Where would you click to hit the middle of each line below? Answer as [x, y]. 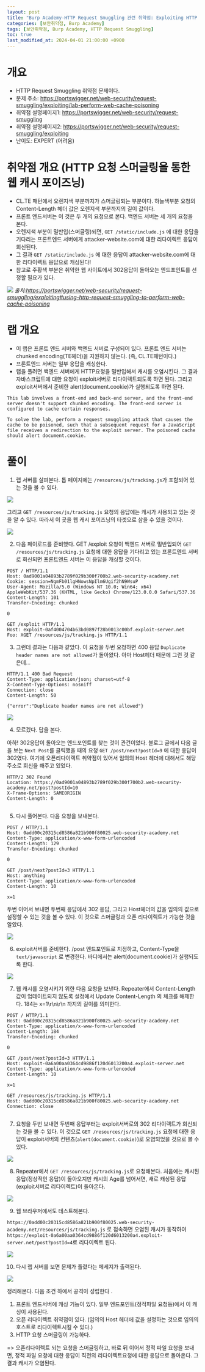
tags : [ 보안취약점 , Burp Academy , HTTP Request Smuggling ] [81, 29]
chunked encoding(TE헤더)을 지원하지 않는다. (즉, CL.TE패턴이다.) [96, 356]
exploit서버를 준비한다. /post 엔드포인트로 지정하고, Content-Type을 [97, 948]
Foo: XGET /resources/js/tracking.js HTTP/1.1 [67, 635]
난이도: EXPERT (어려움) [45, 141]
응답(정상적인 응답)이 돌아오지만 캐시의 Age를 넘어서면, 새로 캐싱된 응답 [101, 1179]
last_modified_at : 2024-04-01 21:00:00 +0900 [66, 40]
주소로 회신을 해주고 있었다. [40, 765]
